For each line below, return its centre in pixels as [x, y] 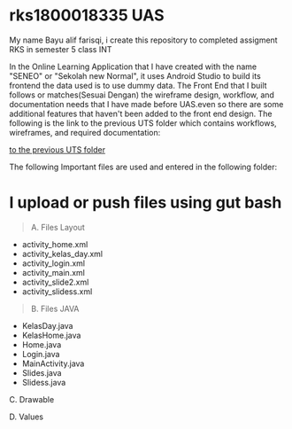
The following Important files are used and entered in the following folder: [143, 167]
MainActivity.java [53, 363]
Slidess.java [44, 382]
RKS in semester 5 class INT [61, 49]
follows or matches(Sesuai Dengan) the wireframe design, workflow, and [142, 95]
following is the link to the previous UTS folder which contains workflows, [143, 123]
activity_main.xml [54, 272]
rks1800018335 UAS [87, 16]
